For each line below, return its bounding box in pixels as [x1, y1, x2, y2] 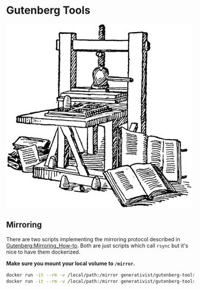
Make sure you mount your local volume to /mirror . [6, 260, 136, 267]
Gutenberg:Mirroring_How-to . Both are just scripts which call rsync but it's [6, 242, 189, 249]
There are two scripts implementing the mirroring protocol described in [6, 235, 180, 242]
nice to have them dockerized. [6, 248, 80, 256]
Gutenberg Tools [6, 4, 91, 17]
